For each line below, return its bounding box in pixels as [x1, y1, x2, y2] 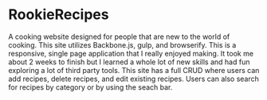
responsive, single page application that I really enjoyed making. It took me [8, 48, 253, 58]
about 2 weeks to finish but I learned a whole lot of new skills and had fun [8, 57, 250, 67]
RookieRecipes [8, 6, 109, 24]
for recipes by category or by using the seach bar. [8, 82, 173, 92]
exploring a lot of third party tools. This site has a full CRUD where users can [8, 65, 260, 75]
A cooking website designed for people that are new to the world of [8, 32, 230, 41]
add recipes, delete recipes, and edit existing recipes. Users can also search [8, 74, 259, 83]
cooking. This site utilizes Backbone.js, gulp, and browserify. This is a [8, 40, 237, 49]
